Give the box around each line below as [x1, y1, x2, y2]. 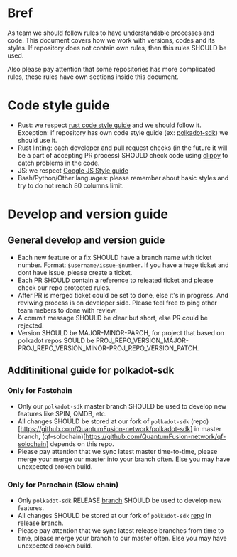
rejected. [17, 321, 44, 330]
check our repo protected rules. [17, 283, 111, 292]
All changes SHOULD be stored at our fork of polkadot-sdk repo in [17, 511, 211, 519]
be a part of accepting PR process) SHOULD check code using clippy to [17, 151, 228, 159]
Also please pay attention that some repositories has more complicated [7, 65, 216, 73]
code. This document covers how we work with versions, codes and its [7, 36, 215, 44]
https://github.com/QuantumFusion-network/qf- [85, 432, 226, 440]
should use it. [17, 136, 57, 144]
